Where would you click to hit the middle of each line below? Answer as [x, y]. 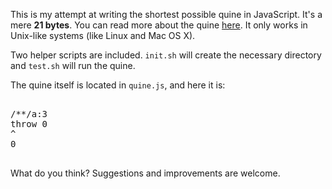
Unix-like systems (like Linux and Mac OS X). [103, 35]
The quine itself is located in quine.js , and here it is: [118, 85]
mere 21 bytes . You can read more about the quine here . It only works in [159, 25]
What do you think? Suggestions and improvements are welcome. [145, 173]
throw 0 [29, 124]
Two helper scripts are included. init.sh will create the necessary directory [166, 55]
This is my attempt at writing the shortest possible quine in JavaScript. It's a [166, 14]
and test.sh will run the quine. [73, 65]
